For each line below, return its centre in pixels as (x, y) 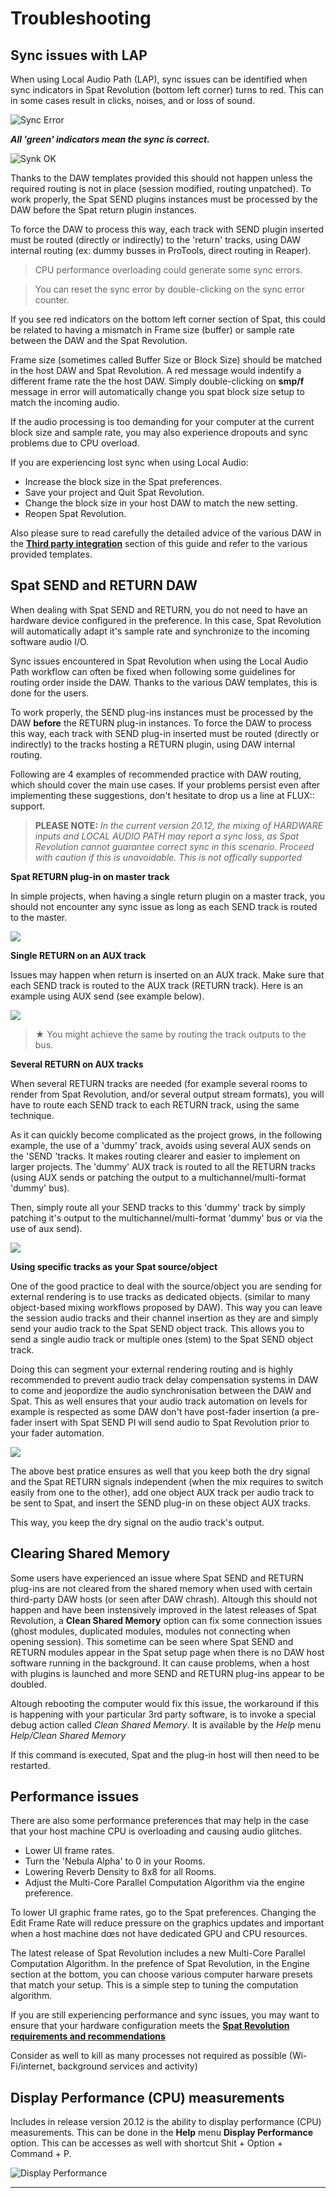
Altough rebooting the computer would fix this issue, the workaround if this (165, 1703)
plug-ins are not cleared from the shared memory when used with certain (161, 1588)
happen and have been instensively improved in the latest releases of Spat (164, 1609)
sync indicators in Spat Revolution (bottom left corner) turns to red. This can (167, 90)
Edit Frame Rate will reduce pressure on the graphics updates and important (167, 1923)
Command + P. (41, 2154)
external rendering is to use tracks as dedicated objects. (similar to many (160, 1296)
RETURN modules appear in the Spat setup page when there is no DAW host (167, 1652)
